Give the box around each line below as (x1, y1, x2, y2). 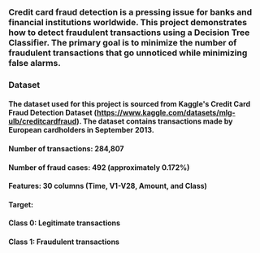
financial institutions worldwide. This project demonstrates (8, 16, 248, 28)
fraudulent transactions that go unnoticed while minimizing (8, 47, 248, 59)
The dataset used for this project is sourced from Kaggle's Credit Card (8, 99, 251, 109)
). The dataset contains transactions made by (76, 116, 233, 126)
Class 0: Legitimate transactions (8, 218, 120, 228)
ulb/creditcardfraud (8, 116, 77, 126)
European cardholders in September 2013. (8, 125, 154, 135)
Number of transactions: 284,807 (8, 144, 124, 154)
